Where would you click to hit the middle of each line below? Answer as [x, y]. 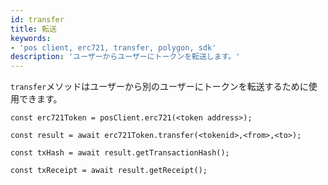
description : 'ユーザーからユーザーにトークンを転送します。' [125, 57]
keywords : [31, 38]
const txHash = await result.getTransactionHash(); [120, 153]
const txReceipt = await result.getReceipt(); [109, 171]
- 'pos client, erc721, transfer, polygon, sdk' [113, 47]
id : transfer [37, 19]
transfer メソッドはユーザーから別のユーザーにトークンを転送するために [159, 87]
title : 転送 [33, 29]
